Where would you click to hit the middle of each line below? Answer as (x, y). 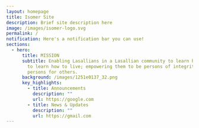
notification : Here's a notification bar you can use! (75, 39)
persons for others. (53, 72)
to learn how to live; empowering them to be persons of (99, 66)
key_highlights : (42, 83)
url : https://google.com (63, 99)
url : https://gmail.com (62, 116)
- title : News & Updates (58, 105)
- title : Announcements (57, 88)
